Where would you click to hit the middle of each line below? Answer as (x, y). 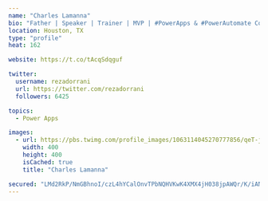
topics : (21, 111)
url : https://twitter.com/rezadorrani (80, 89)
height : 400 (42, 155)
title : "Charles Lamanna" (66, 169)
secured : (23, 184)
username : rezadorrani (53, 81)
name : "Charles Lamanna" (49, 16)
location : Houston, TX (46, 30)
